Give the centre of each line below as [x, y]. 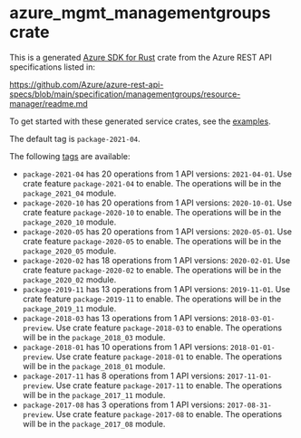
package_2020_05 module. [69, 251]
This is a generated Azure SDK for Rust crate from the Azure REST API [141, 57]
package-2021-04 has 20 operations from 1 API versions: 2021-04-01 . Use [157, 174]
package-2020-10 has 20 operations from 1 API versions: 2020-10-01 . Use [157, 203]
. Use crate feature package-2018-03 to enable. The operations [167, 328]
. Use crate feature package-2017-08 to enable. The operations [167, 414]
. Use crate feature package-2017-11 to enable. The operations [167, 385]
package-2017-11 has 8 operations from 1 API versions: [124, 376]
